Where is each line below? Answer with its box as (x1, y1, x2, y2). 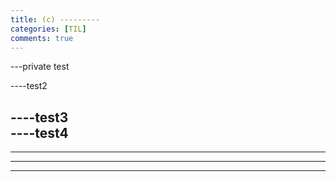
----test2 (10, 80, 48, 92)
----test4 (10, 124, 69, 141)
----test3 (10, 109, 69, 126)
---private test (10, 61, 70, 73)
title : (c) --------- (10, 14, 101, 25)
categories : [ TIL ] (10, 24, 87, 34)
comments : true (10, 33, 74, 43)
